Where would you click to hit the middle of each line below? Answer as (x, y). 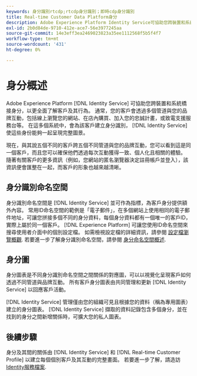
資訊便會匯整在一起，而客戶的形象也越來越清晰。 (65, 167)
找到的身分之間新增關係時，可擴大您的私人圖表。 (65, 317)
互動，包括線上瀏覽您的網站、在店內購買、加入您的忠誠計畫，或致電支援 (98, 117)
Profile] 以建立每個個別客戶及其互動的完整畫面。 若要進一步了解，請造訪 (93, 360)
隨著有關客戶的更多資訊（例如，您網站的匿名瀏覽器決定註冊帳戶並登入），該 (97, 160)
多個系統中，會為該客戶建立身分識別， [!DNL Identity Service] (113, 125)
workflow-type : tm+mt (33, 39)
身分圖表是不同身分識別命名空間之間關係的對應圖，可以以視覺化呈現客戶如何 (98, 275)
